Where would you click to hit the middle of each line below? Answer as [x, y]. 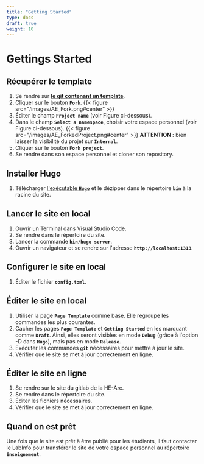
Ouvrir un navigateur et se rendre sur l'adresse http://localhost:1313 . [104, 248]
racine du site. [33, 195]
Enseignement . [23, 454]
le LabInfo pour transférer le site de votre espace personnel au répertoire [98, 448]
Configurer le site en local [56, 267]
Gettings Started [49, 59]
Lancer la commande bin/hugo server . [64, 241]
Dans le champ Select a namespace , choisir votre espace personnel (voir [106, 122]
